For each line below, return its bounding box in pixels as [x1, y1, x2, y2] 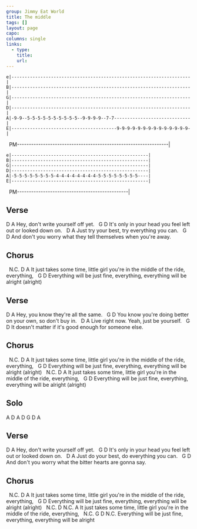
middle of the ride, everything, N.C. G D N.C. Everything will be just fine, [6, 510, 183, 517]
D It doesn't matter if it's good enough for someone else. [6, 323, 143, 330]
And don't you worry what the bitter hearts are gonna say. [6, 459, 146, 466]
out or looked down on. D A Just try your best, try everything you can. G [6, 227, 187, 234]
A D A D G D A [6, 414, 41, 421]
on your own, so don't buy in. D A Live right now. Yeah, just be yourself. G [6, 317, 190, 324]
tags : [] [6, 19, 28, 25]
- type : [11, 47, 31, 53]
